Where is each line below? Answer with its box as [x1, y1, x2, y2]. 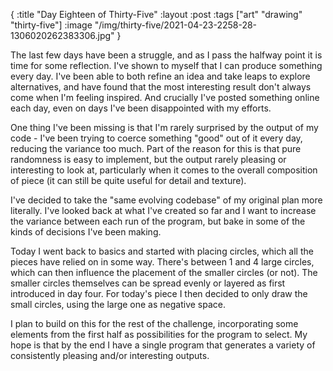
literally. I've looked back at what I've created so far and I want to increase [10, 205, 317, 216]
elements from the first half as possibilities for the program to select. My [10, 329, 308, 340]
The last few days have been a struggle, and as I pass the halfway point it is [10, 49, 323, 61]
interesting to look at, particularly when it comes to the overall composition [10, 164, 318, 176]
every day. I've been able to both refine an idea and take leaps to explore [10, 70, 311, 82]
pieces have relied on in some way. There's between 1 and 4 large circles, [10, 256, 315, 268]
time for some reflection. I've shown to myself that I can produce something [10, 60, 323, 71]
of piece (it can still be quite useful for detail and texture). [10, 175, 247, 186]
